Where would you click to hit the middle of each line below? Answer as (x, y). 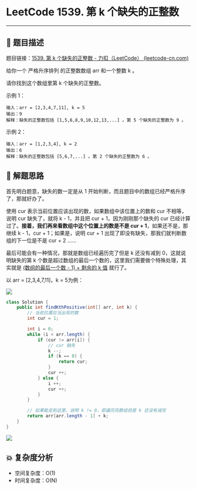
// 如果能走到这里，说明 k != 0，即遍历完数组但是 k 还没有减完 (96, 411)
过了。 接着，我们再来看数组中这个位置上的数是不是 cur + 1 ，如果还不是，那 (97, 225)
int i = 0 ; (40, 329)
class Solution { (27, 302)
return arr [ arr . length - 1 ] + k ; (68, 416)
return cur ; (73, 362)
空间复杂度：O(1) (35, 473)
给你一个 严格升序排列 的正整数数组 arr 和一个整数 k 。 (72, 70)
